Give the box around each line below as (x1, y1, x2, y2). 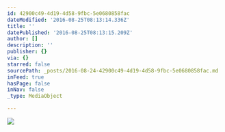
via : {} (7, 55, 29, 62)
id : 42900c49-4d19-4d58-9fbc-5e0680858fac (7, 10, 130, 17)
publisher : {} (7, 49, 48, 55)
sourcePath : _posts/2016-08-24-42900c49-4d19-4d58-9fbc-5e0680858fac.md (7, 67, 219, 74)
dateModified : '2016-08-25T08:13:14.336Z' (7, 16, 130, 23)
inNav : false (7, 86, 44, 93)
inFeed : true (7, 73, 44, 81)
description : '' (7, 42, 53, 49)
